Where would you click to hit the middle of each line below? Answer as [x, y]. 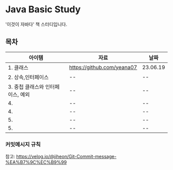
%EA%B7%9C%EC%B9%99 [36, 162]
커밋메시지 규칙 [23, 144]
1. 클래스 [18, 68]
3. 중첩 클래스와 [26, 87]
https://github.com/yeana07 [103, 67]
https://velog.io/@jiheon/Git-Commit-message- [66, 157]
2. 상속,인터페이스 [28, 77]
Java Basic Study [43, 9]
